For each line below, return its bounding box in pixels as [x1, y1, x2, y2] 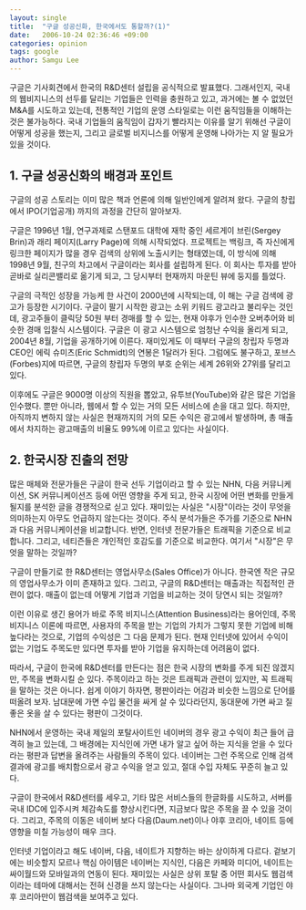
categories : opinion [9, 38, 88, 48]
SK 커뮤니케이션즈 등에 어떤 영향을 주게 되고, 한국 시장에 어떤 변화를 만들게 [28, 490, 294, 501]
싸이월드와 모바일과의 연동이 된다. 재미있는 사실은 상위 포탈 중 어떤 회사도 [9, 868, 270, 879]
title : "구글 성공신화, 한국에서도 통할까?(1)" [9, 22, 171, 31]
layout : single [9, 13, 67, 23]
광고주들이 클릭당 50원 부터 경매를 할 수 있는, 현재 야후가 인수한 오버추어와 [21, 312, 286, 324]
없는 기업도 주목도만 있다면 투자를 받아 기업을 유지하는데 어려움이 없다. [9, 642, 260, 653]
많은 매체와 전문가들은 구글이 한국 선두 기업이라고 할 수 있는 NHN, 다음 [9, 478, 260, 489]
